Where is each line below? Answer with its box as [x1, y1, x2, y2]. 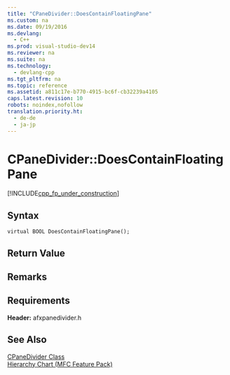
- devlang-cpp [13, 69, 55, 76]
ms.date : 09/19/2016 [7, 23, 68, 30]
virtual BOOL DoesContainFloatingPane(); [7, 229, 130, 236]
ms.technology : [7, 62, 52, 69]
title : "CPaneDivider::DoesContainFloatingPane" [7, 10, 152, 18]
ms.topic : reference [7, 82, 68, 89]
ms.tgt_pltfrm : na [7, 75, 61, 83]
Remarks [7, 271, 48, 283]
